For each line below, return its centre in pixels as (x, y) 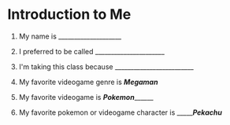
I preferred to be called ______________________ (91, 51)
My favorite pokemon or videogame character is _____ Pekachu (120, 112)
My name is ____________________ (70, 36)
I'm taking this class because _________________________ (106, 66)
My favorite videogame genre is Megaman (88, 82)
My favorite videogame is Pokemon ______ (86, 97)
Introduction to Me (69, 15)
